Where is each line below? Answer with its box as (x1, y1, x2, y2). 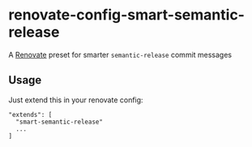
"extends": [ (8, 110, 53, 119)
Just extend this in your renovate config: (8, 95, 143, 105)
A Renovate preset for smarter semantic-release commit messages (8, 50, 233, 59)
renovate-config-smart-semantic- (8, 6, 246, 24)
